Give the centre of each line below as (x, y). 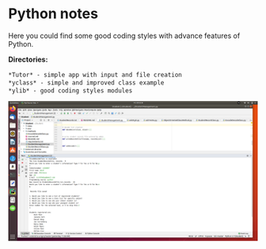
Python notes (53, 14)
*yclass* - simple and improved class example (86, 83)
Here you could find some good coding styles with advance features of (124, 36)
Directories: (28, 59)
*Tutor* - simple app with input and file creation (95, 75)
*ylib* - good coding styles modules (70, 91)
